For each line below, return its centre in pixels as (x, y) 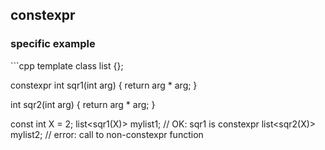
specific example (53, 44)
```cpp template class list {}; (67, 65)
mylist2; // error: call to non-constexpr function (107, 134)
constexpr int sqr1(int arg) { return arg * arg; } (104, 85)
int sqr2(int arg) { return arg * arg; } (83, 104)
